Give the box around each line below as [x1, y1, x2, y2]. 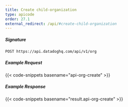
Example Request [5, 59, 42, 65]
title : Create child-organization [5, 7, 77, 12]
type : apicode [5, 12, 35, 17]
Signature [5, 36, 26, 42]
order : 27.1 [5, 16, 30, 21]
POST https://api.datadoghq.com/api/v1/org [5, 49, 97, 54]
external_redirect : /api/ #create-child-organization [5, 21, 117, 26]
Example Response [5, 83, 46, 90]
